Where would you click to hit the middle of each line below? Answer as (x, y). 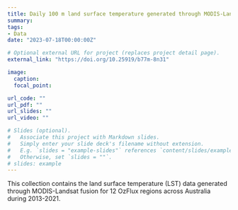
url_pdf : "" (25, 105)
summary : (20, 21)
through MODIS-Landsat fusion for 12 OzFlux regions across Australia (109, 191)
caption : (27, 78)
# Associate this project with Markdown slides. (84, 137)
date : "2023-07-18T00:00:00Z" (52, 40)
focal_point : (33, 86)
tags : (15, 27)
